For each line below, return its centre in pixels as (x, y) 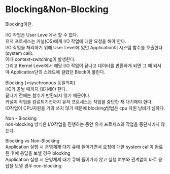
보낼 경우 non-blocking (38, 165)
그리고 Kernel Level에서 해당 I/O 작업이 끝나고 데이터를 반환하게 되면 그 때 (79, 65)
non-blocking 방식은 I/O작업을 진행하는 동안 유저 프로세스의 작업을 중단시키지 (82, 124)
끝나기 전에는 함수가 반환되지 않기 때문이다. (48, 95)
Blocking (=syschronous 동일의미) (40, 83)
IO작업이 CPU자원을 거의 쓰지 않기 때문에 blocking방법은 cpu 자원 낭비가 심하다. (85, 108)
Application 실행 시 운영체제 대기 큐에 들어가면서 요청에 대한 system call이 (79, 147)
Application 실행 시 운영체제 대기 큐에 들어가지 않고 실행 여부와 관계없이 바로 (81, 159)
